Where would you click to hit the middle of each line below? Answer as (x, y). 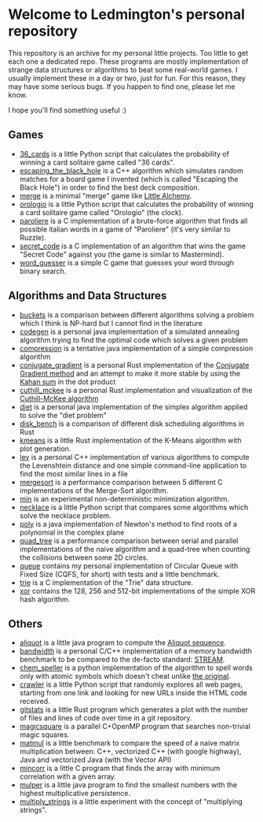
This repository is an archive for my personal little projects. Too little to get (128, 53)
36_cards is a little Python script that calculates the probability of (124, 154)
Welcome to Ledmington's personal (127, 15)
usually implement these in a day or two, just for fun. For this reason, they (127, 78)
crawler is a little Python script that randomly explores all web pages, (131, 685)
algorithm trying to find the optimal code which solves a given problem (134, 339)
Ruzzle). (33, 237)
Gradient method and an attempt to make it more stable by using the (130, 373)
